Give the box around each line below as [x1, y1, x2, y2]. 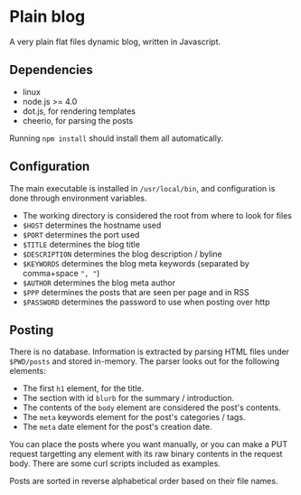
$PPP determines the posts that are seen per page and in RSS [22, 286, 250, 297]
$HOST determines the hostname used [22, 219, 162, 230]
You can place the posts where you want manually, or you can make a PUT [9, 439, 288, 450]
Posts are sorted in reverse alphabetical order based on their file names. [9, 476, 278, 487]
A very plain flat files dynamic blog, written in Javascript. [9, 36, 221, 47]
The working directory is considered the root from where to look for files [22, 210, 292, 220]
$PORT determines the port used [22, 229, 140, 240]
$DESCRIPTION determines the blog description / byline [22, 248, 223, 259]
